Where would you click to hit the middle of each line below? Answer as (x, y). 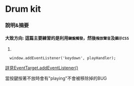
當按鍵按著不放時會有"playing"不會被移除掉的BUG (56, 78)
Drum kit (23, 9)
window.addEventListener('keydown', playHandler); (63, 58)
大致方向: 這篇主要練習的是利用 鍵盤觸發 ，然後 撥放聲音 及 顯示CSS (67, 38)
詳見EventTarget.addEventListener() (42, 68)
